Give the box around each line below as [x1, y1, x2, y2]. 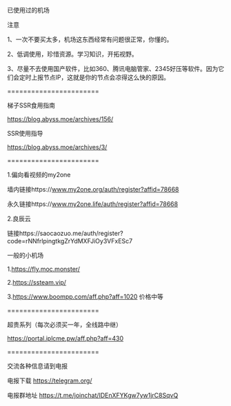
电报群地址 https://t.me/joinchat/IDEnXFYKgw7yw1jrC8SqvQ [7, 392, 179, 399]
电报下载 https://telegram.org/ [7, 376, 92, 385]
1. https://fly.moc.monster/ [7, 265, 81, 273]
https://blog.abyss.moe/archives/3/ [7, 143, 108, 151]
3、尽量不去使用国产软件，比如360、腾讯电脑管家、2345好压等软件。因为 [7, 65, 219, 72]
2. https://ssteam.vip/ [7, 278, 67, 286]
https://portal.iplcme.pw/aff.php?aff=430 [7, 334, 124, 343]
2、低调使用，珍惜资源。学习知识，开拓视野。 [7, 50, 138, 58]
